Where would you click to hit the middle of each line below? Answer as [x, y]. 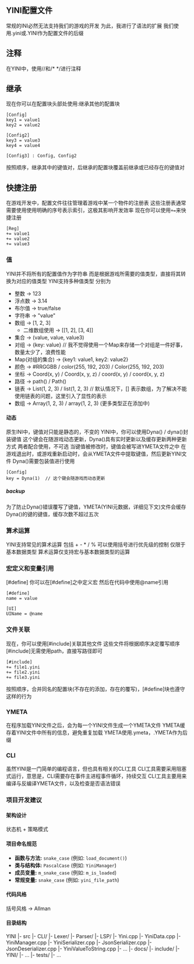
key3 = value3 [23, 140]
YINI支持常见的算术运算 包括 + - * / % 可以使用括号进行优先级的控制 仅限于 [96, 545]
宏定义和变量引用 [30, 568]
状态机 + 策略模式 [27, 829]
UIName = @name [24, 614]
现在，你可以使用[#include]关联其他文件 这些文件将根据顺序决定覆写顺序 [93, 643]
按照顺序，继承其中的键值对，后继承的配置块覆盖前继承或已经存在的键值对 [95, 167]
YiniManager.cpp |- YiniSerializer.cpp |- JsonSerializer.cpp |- [79, 942]
